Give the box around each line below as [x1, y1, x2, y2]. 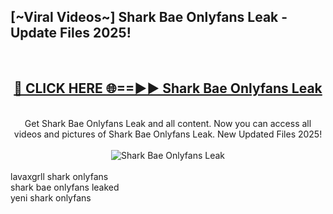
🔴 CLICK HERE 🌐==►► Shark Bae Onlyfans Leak [13, 80, 323, 97]
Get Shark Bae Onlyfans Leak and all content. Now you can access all [24, 117, 312, 129]
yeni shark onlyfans [10, 191, 92, 204]
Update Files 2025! [10, 25, 132, 42]
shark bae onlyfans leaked [10, 181, 120, 193]
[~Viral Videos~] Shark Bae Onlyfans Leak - [10, 9, 288, 26]
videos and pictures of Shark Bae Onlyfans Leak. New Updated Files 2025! [13, 128, 323, 140]
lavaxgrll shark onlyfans [10, 170, 109, 182]
